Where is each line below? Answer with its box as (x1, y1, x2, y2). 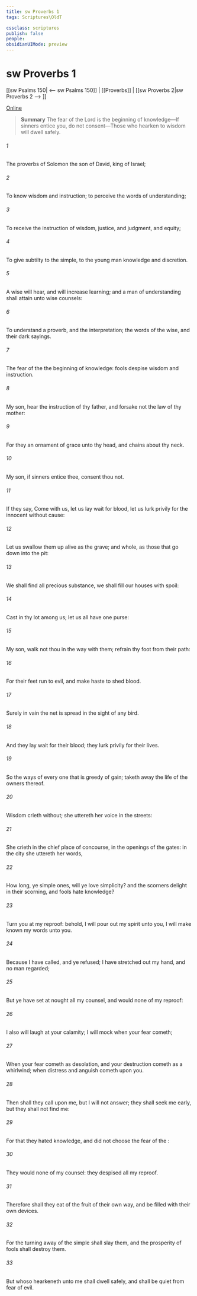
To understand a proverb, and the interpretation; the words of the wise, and (6, 327, 190, 334)
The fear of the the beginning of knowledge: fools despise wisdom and (6, 365, 179, 372)
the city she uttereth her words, (6, 850, 83, 857)
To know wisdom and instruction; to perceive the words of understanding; (6, 192, 186, 199)
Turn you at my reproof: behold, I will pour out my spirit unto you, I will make (6, 920, 192, 927)
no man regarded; (6, 964, 50, 972)
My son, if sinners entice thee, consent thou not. (6, 473, 124, 480)
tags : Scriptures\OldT (6, 14, 62, 20)
